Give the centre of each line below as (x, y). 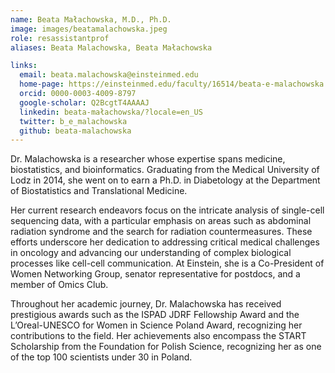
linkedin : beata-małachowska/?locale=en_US (111, 112)
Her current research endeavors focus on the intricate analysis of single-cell (167, 210)
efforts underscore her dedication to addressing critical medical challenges (165, 242)
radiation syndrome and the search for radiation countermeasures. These (161, 232)
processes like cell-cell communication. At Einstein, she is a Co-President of (167, 263)
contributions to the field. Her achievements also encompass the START (158, 336)
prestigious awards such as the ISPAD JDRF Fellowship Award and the (155, 315)
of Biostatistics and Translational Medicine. (99, 191)
